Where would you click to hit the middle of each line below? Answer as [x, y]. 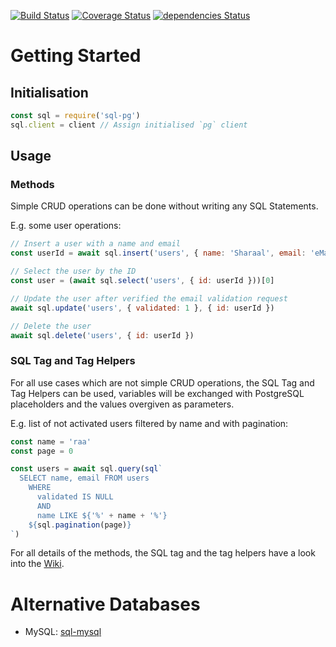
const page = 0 [42, 451]
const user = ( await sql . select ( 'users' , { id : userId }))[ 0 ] [142, 281]
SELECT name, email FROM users [84, 478]
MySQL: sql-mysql [63, 632]
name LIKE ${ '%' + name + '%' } [102, 515]
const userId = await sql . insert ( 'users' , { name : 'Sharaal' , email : [158, 253]
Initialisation [49, 92]
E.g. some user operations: [66, 226]
